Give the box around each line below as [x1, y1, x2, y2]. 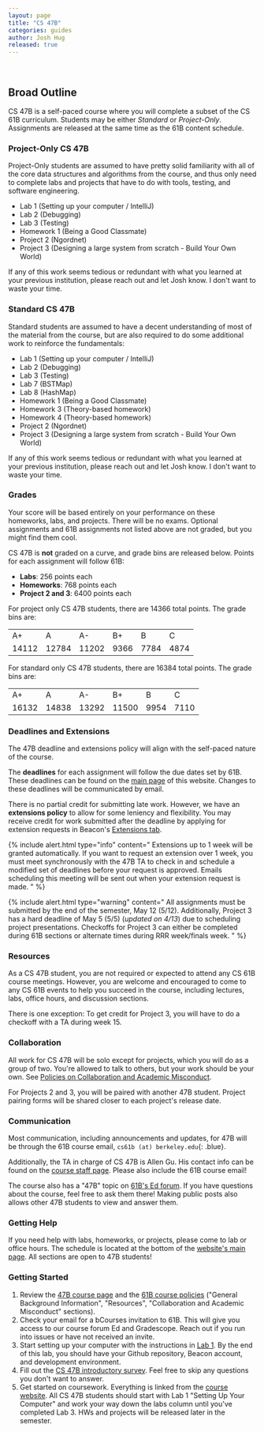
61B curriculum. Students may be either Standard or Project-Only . [8, 115, 222, 124]
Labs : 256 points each [19, 571, 93, 581]
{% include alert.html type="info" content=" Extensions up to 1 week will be [8, 840, 254, 850]
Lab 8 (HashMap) [19, 387, 76, 397]
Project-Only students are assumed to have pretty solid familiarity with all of [8, 161, 255, 171]
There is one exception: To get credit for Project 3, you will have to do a [8, 1009, 240, 1019]
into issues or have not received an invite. [19, 1332, 155, 1341]
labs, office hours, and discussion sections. [8, 993, 150, 1004]
